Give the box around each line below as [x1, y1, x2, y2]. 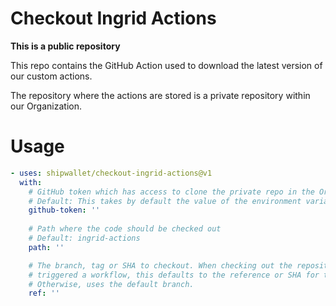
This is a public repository [10, 40, 121, 52]
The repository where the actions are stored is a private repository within [10, 89, 311, 101]
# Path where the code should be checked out [28, 224, 222, 234]
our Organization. [10, 100, 82, 112]
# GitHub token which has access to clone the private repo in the [28, 187, 315, 197]
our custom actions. [10, 70, 93, 82]
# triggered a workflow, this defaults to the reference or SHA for [28, 270, 320, 280]
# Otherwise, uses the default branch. [28, 279, 195, 289]
